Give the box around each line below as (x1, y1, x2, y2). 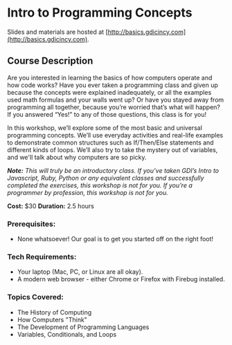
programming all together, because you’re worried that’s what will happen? (7, 102, 220, 111)
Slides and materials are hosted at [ (7, 28, 109, 36)
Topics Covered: (7, 292, 64, 302)
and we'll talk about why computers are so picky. (7, 153, 147, 161)
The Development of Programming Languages (17, 323, 150, 331)
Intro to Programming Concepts (7, 5, 193, 21)
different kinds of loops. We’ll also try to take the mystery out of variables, (7, 145, 218, 153)
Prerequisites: (7, 219, 56, 229)
